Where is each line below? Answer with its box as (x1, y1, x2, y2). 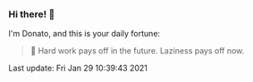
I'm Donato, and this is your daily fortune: (8, 29, 161, 39)
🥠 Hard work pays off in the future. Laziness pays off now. (30, 45, 245, 56)
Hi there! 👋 (8, 8, 55, 20)
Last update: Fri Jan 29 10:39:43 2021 (8, 62, 148, 74)
